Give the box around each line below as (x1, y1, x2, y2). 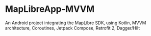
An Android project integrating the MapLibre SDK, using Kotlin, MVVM (5, 20, 146, 26)
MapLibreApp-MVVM (5, 3, 95, 15)
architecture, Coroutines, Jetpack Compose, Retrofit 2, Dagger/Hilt (5, 25, 140, 31)
